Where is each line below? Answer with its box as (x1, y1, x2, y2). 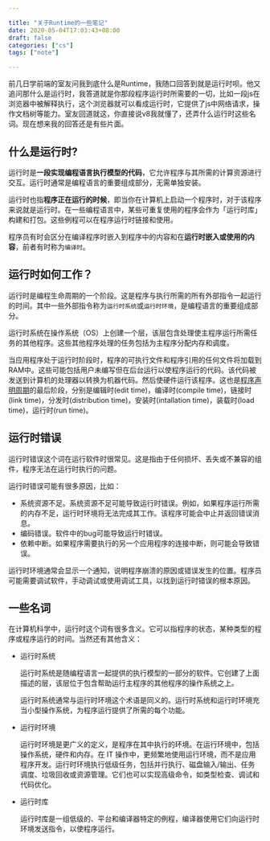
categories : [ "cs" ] (8, 41, 74, 49)
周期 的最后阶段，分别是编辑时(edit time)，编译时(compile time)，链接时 (14, 385, 252, 395)
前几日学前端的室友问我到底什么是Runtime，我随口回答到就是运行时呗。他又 (8, 79, 261, 88)
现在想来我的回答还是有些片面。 (22, 119, 129, 129)
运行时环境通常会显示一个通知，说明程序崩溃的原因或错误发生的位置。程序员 (8, 565, 262, 575)
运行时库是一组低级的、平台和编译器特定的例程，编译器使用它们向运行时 (19, 814, 260, 824)
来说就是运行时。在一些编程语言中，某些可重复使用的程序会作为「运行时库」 (8, 204, 262, 214)
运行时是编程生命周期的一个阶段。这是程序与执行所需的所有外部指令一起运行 (8, 290, 262, 300)
